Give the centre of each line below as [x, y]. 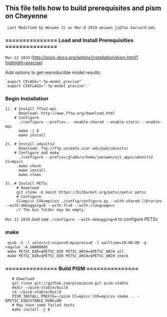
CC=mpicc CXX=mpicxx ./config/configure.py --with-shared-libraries [89, 201]
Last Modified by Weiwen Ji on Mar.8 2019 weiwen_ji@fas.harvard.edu [81, 28]
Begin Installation [27, 99]
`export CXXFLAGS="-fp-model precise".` [48, 86]
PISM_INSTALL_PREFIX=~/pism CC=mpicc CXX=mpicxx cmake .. [73, 296]
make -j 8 [28, 131]
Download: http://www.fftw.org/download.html [66, 113]
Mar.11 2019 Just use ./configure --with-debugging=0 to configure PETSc [82, 219]
